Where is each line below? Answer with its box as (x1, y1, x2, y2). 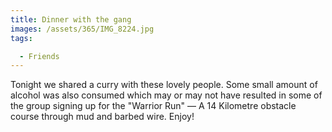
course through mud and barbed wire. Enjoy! (10, 111, 195, 123)
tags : (10, 33, 33, 43)
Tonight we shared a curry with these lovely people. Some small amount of (10, 79, 318, 91)
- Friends (19, 51, 60, 61)
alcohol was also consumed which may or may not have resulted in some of (10, 89, 323, 101)
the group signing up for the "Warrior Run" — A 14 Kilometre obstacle (10, 100, 297, 112)
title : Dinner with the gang (10, 14, 132, 25)
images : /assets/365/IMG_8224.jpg (10, 24, 155, 34)
